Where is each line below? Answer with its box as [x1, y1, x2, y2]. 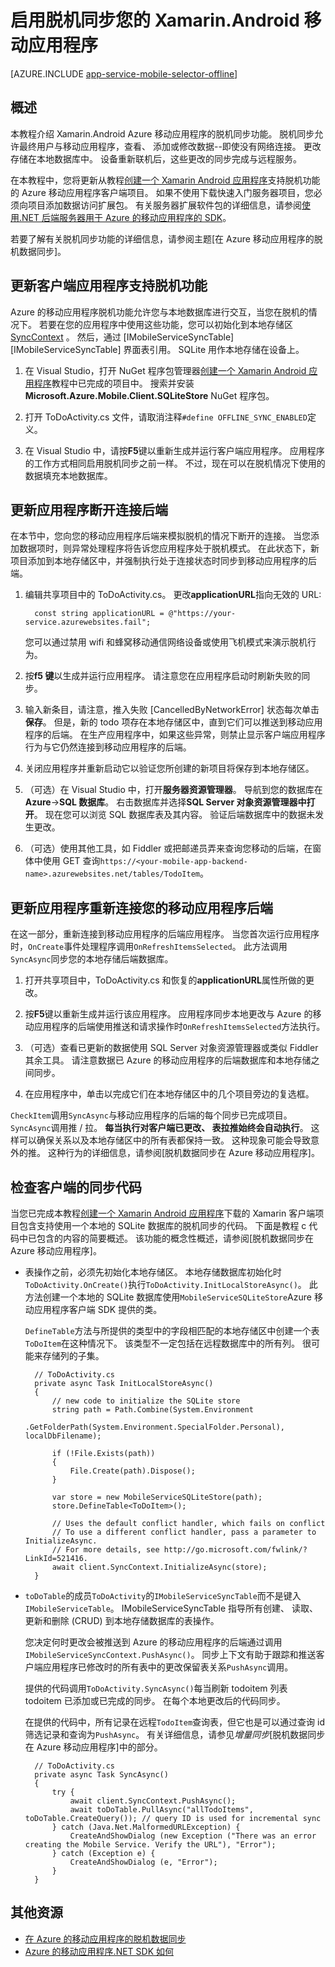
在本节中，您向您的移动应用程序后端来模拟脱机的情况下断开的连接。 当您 [10, 530, 311, 542]
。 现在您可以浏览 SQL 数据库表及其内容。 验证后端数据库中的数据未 [33, 809, 316, 821]
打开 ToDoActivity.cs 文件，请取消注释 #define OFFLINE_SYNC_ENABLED [24, 411, 308, 423]
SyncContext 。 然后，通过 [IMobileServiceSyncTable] [10, 331, 235, 343]
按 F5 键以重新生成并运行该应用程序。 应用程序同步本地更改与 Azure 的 [24, 1008, 313, 1020]
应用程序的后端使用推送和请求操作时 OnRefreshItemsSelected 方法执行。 [33, 1021, 326, 1033]
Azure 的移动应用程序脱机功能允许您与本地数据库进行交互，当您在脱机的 [10, 306, 309, 318]
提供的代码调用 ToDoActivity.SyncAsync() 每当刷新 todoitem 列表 [24, 1682, 288, 1694]
